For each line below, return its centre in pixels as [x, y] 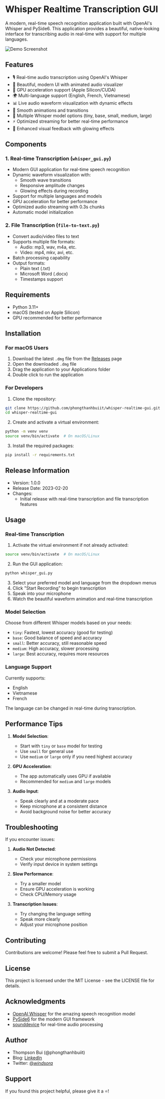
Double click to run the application [48, 375]
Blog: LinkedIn [27, 1058]
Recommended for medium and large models [65, 781]
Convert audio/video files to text [46, 236]
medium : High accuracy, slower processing [56, 649]
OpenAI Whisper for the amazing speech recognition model [74, 1013]
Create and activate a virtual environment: [56, 422]
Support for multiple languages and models [57, 196]
